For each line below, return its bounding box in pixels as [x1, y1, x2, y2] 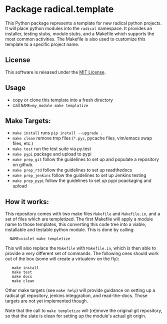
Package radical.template [5, 3, 114, 15]
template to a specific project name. [5, 41, 79, 47]
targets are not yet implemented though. [5, 298, 88, 304]
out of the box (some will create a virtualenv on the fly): [5, 256, 119, 262]
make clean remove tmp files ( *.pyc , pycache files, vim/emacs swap [12, 135, 152, 141]
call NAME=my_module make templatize [12, 102, 88, 108]
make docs [11, 274, 32, 279]
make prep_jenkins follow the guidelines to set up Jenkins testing [12, 172, 146, 178]
